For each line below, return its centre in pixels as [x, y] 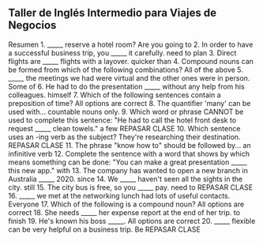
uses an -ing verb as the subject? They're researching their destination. [124, 137]
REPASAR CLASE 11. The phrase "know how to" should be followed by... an [130, 145]
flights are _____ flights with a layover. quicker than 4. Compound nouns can [131, 61]
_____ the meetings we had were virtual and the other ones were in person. [129, 78]
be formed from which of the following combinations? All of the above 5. [126, 70]
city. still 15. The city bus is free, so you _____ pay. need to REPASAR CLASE [131, 187]
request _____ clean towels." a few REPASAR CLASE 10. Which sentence [124, 128]
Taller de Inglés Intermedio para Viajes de [113, 13]
